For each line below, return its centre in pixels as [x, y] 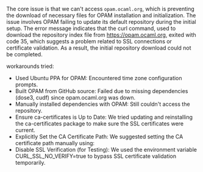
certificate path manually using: [55, 143]
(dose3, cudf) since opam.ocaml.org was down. [75, 98]
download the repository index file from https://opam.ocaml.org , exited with [101, 35]
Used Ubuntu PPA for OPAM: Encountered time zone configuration [98, 78]
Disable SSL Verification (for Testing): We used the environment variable [106, 150]
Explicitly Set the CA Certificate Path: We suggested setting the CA [99, 136]
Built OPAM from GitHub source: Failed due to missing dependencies [101, 91]
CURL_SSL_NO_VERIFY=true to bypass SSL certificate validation [96, 156]
